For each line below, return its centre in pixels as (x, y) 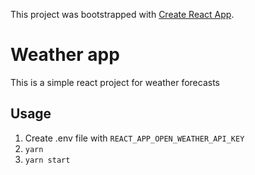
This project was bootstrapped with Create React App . (122, 14)
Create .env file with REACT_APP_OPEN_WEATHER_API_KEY (134, 138)
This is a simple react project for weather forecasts (115, 82)
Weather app (65, 55)
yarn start (47, 160)
